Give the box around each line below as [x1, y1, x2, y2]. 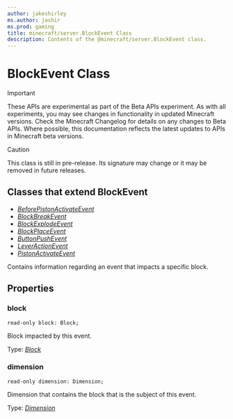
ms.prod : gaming [7, 23, 54, 30]
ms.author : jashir [7, 17, 61, 24]
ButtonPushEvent [17, 234, 67, 243]
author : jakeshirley [7, 10, 67, 17]
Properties [7, 283, 54, 295]
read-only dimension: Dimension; [7, 378, 104, 385]
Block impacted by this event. [7, 331, 93, 340]
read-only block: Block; [7, 319, 79, 327]
